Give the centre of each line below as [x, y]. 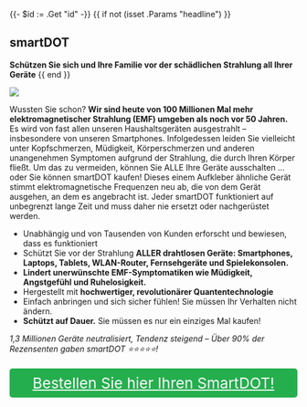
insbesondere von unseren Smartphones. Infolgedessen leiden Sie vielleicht [152, 138]
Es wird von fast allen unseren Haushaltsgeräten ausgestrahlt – [128, 129]
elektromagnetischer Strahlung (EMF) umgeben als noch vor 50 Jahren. [149, 119]
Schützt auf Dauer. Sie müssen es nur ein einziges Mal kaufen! [142, 320]
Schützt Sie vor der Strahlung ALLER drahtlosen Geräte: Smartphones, [158, 253]
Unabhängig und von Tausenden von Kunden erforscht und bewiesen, [155, 234]
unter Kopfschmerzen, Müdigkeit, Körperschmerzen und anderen [132, 148]
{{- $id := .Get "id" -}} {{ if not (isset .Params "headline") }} [120, 14]
